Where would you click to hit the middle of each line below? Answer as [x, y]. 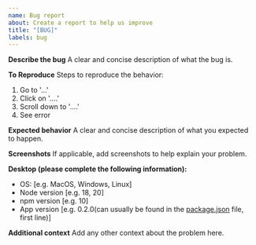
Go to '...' [34, 90]
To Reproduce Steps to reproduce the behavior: [86, 75]
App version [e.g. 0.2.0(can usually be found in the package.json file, [132, 210]
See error [35, 115]
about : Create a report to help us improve [81, 23]
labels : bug [28, 37]
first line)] [35, 218]
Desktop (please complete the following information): [98, 169]
